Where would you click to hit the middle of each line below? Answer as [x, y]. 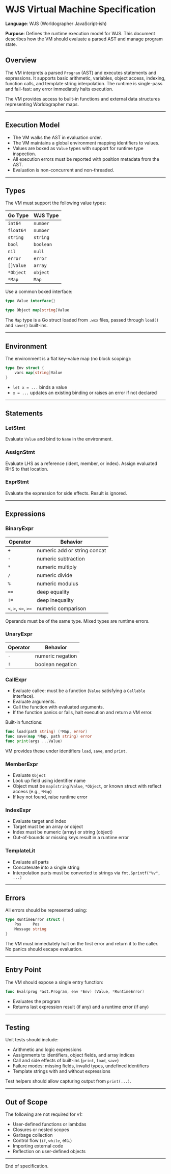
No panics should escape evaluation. [44, 949]
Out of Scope [26, 1102]
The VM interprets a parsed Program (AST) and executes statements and [81, 72]
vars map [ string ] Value [38, 373]
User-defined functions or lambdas [49, 1124]
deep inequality [55, 600]
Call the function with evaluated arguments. [58, 707]
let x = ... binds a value [40, 387]
